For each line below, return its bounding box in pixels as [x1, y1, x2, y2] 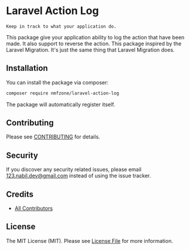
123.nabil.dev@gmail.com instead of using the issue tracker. [6, 172, 151, 180]
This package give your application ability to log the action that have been [6, 33, 185, 40]
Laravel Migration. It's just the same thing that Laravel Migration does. [6, 46, 175, 53]
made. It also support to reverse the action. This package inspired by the [6, 40, 182, 47]
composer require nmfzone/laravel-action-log [6, 90, 119, 96]
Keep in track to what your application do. [6, 23, 117, 29]
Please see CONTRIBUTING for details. [6, 133, 101, 140]
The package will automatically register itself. [6, 101, 116, 108]
